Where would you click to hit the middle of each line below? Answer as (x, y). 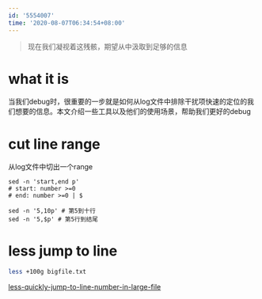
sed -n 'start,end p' (44, 182)
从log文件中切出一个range (51, 167)
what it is (39, 79)
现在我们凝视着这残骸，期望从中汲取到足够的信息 (107, 46)
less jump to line (63, 251)
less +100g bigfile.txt (47, 272)
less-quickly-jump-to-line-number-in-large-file (85, 287)
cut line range (54, 144)
